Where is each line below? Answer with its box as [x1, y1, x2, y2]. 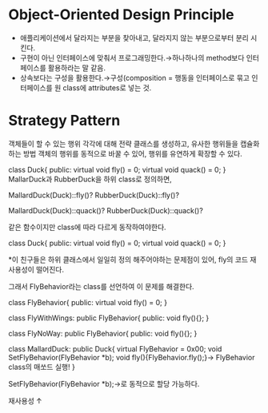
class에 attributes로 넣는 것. [62, 82, 152, 93]
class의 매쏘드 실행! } [8, 362, 76, 371]
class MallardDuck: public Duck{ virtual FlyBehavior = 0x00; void [8, 344, 222, 353]
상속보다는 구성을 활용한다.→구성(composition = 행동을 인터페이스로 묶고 [19, 73, 250, 82]
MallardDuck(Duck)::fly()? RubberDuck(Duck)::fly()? [8, 190, 180, 200]
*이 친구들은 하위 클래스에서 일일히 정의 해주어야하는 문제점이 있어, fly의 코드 [8, 254, 249, 264]
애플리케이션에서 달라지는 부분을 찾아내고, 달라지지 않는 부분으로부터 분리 [19, 33, 250, 42]
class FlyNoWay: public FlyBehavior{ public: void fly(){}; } [8, 328, 198, 338]
